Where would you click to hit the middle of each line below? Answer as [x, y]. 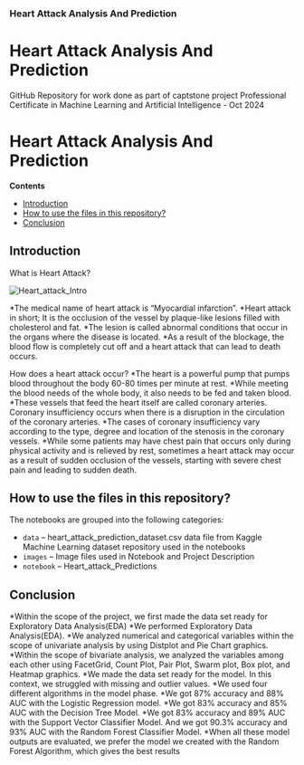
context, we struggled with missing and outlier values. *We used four [138, 684]
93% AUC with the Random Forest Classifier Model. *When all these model [150, 732]
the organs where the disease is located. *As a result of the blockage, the [147, 337]
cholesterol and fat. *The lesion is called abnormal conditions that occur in [148, 327]
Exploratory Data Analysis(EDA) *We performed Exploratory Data [131, 626]
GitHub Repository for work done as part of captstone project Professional [148, 95]
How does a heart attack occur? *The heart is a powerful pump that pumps [150, 373]
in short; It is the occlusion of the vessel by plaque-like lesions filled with [145, 317]
